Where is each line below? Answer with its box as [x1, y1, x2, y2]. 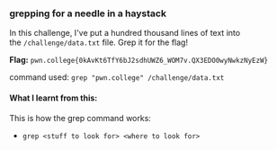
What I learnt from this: [9, 93, 98, 103]
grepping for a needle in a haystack [9, 7, 166, 20]
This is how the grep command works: [9, 112, 151, 123]
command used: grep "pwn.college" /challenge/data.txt [9, 72, 225, 83]
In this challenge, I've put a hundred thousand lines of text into [9, 28, 241, 39]
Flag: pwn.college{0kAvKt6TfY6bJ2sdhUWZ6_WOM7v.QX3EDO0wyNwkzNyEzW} [9, 55, 268, 66]
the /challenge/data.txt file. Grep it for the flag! [9, 37, 189, 48]
